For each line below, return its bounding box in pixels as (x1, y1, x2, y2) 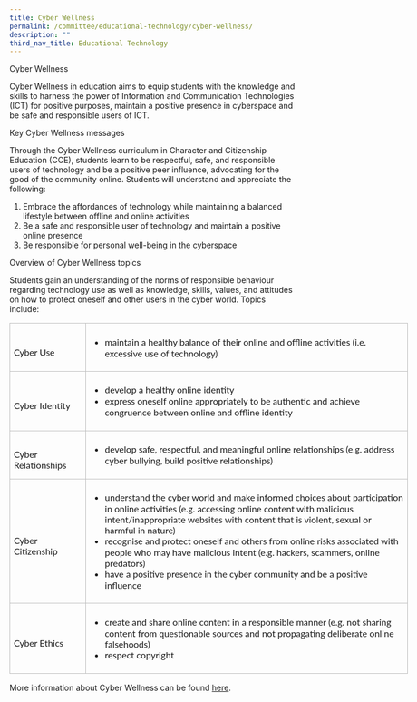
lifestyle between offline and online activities (22, 210, 189, 222)
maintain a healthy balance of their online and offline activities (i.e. (104, 336, 367, 347)
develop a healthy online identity (104, 384, 235, 395)
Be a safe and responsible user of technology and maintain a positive (22, 220, 281, 231)
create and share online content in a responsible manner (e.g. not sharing (104, 616, 392, 628)
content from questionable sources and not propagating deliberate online (104, 627, 394, 639)
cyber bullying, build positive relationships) (104, 454, 274, 467)
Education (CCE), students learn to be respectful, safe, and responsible (9, 155, 276, 166)
